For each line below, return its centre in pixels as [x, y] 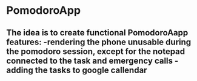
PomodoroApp [43, 10]
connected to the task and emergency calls [90, 61]
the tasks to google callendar [91, 70]
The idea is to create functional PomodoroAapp [97, 33]
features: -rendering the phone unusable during [99, 42]
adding [20, 70]
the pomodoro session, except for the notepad [96, 51]
